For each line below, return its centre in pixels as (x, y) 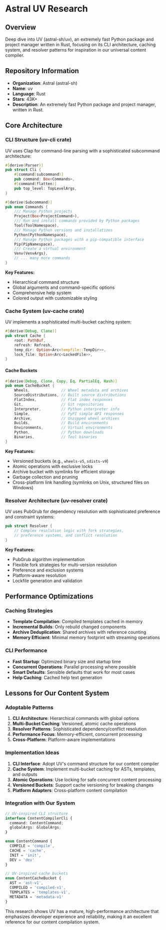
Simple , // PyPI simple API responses (69, 414)
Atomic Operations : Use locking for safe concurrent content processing (87, 780)
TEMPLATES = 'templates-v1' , (40, 892)
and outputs (25, 774)
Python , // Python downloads (59, 432)
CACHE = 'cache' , (28, 850)
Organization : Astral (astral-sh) (45, 83)
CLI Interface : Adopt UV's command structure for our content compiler (85, 764)
